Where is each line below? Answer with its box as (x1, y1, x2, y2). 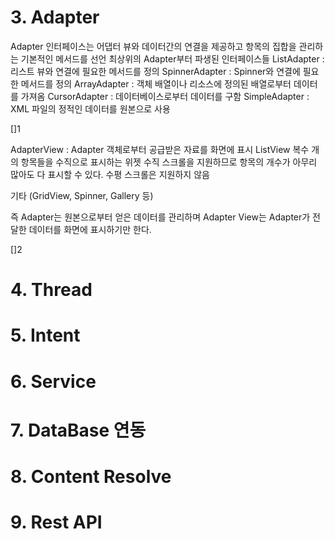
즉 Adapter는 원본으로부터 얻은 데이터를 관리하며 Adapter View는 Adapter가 (10, 211, 311, 223)
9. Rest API (10, 511, 103, 534)
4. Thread (10, 279, 93, 301)
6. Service (10, 370, 97, 393)
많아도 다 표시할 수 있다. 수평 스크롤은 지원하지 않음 (10, 168, 210, 180)
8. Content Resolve (10, 465, 172, 488)
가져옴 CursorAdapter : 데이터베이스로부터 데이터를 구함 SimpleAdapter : (20, 90, 310, 102)
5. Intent (10, 324, 81, 347)
